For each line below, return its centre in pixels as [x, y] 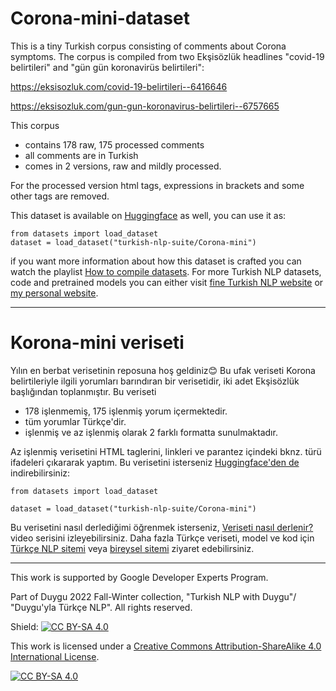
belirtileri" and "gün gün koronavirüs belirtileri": [107, 67]
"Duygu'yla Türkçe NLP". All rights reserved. [101, 607]
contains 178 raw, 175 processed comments [114, 144]
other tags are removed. [60, 196]
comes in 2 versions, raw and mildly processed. [123, 166]
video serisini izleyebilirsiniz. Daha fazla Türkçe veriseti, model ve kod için [162, 538]
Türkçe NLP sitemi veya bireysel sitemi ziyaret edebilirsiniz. [132, 548]
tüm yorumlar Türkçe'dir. [75, 421]
